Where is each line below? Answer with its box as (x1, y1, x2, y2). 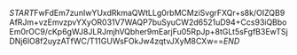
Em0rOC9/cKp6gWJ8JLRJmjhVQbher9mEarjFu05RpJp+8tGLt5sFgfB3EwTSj (9, 27, 288, 36)
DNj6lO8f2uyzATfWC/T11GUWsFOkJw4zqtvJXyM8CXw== (9, 35, 224, 46)
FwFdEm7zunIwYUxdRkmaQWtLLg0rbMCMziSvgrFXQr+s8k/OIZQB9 (34, 8, 285, 18)
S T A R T (9, 8, 35, 18)
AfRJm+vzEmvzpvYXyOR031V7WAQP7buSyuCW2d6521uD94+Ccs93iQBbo (9, 17, 287, 27)
